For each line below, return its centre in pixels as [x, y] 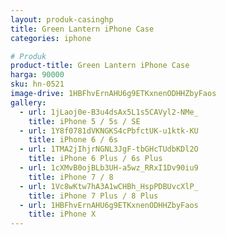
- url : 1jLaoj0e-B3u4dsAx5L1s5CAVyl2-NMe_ [109, 112]
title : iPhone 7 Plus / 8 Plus [93, 196]
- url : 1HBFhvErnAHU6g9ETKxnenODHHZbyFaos [109, 205]
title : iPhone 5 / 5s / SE [84, 121]
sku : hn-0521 [37, 84]
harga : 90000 [37, 75]
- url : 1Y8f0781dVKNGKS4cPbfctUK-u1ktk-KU [109, 131]
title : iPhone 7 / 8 [71, 177]
